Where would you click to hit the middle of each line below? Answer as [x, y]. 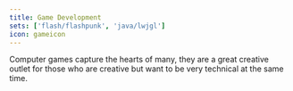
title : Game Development [55, 17]
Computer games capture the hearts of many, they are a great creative [139, 60]
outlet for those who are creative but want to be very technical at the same [146, 69]
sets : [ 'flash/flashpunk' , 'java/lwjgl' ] [88, 26]
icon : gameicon [38, 34]
